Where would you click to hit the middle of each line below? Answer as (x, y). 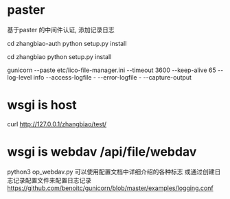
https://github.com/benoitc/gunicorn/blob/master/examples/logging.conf (111, 188)
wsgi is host (42, 105)
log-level (20, 77)
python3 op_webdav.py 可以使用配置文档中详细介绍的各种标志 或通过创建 (111, 172)
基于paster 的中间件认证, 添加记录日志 (61, 30)
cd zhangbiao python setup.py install (59, 56)
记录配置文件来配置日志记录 (52, 180)
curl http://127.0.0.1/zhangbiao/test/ (57, 124)
